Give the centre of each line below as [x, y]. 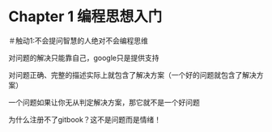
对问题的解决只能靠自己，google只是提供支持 [84, 57]
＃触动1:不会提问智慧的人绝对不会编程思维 [78, 40]
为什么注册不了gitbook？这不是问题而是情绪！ [85, 119]
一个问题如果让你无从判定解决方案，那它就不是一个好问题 [104, 102]
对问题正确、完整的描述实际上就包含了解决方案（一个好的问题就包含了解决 [132, 75]
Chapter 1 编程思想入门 [85, 17]
